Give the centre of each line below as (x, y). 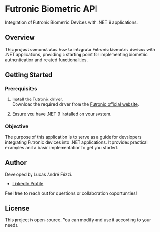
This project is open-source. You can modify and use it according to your (78, 220)
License (17, 208)
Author (16, 163)
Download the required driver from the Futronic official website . (75, 104)
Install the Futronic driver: (38, 99)
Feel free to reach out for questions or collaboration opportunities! (71, 193)
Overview (20, 38)
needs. (12, 225)
